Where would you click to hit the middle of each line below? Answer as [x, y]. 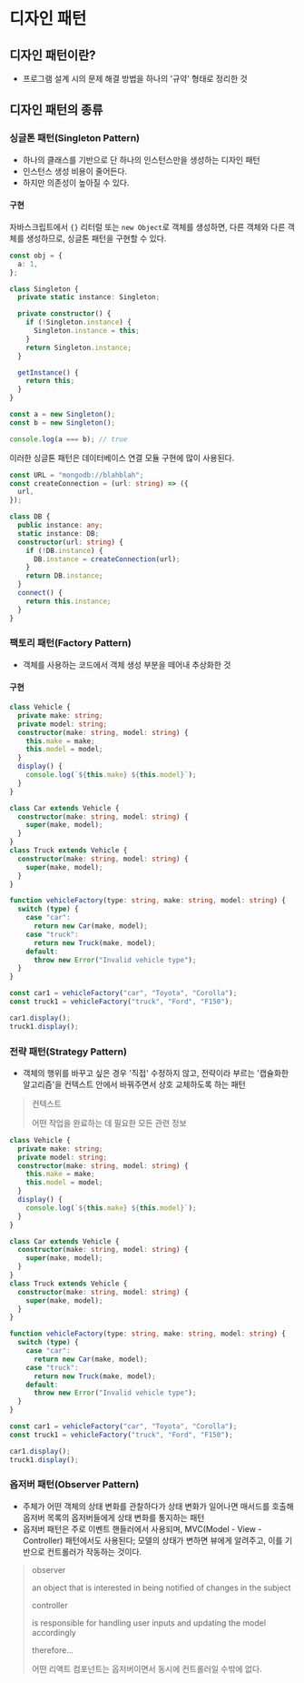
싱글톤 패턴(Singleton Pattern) [75, 138]
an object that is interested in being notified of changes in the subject [162, 1587]
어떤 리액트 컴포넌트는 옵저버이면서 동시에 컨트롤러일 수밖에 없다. [147, 1668]
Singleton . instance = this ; [87, 331]
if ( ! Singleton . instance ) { [78, 322]
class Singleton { [44, 289]
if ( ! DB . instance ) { [64, 550]
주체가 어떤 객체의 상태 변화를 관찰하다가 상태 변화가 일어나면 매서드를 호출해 [158, 1506]
